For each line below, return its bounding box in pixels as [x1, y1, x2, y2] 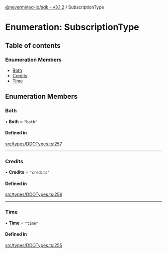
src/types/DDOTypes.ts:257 [5, 141, 62, 147]
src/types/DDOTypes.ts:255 [5, 242, 63, 248]
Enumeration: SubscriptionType [5, 22, 139, 33]
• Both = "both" [5, 119, 38, 125]
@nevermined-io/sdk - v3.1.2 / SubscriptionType [5, 4, 104, 10]
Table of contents [5, 41, 61, 50]
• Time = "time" [5, 220, 39, 226]
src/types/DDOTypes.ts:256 [5, 191, 63, 197]
